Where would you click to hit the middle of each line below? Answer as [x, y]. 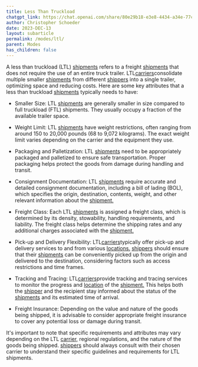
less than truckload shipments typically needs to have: [72, 91]
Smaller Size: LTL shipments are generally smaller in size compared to [100, 103]
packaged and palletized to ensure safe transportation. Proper [90, 158]
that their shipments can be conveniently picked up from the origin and [101, 254]
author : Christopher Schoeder [43, 22]
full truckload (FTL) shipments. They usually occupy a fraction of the [98, 109]
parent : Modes [24, 45]
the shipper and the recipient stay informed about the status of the [95, 291]
